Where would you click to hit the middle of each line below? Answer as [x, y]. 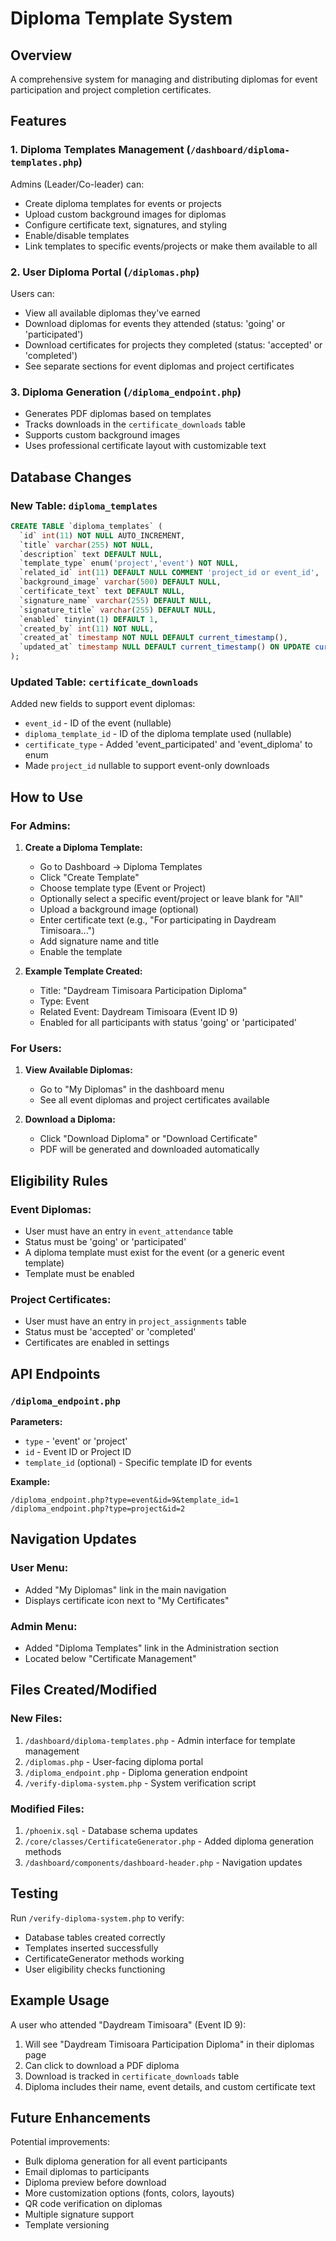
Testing [34, 1893]
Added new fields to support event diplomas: [103, 704]
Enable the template [81, 952]
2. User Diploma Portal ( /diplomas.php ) [105, 272]
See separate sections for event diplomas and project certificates [159, 366]
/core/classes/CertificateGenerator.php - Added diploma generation [169, 1841]
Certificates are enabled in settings [97, 1343]
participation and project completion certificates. [111, 90]
